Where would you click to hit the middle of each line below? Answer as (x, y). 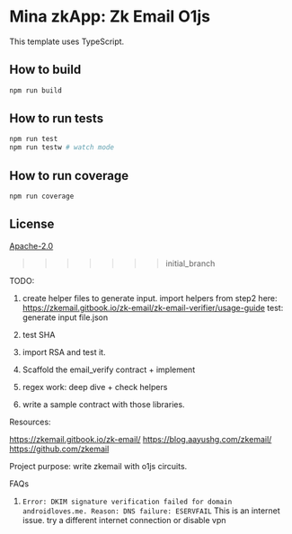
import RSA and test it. (64, 352)
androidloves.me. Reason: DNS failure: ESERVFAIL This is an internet (151, 511)
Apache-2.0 (31, 245)
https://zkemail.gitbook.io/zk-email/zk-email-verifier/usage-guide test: (153, 307)
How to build (45, 70)
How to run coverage (69, 176)
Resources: (30, 422)
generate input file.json (65, 317)
